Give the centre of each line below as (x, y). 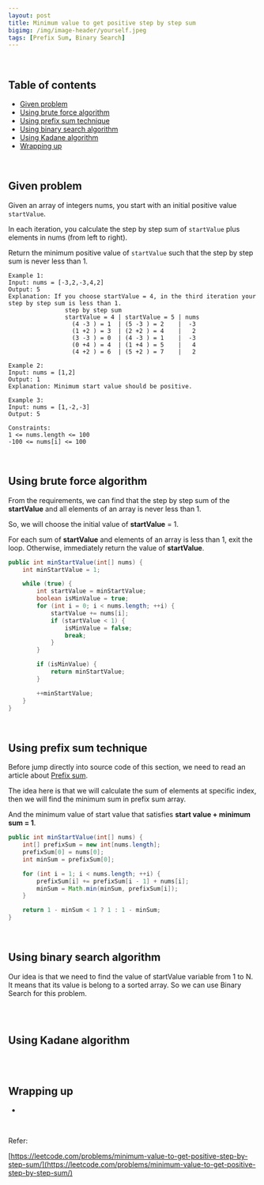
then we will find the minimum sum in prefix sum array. (97, 799)
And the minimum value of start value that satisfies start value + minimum (129, 815)
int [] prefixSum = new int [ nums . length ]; (91, 845)
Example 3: (26, 400)
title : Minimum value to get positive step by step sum (102, 23)
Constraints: (30, 428)
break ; (75, 635)
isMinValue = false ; (98, 628)
